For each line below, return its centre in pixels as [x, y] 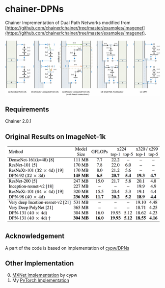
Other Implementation [40, 263]
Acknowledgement [35, 236]
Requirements [27, 109]
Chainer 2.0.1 [18, 121]
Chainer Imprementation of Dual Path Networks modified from [68, 23]
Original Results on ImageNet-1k [55, 137]
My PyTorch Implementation [41, 280]
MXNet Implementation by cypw [45, 275]
